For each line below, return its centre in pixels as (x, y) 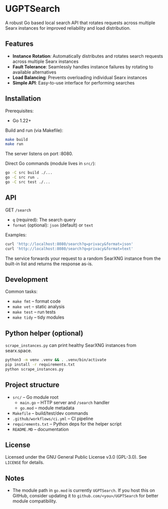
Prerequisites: (20, 111)
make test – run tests (34, 312)
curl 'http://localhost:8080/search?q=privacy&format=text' (69, 249)
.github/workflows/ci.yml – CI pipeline (53, 418)
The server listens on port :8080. (39, 154)
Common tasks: (21, 292)
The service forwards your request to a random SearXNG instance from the (83, 258)
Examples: (16, 235)
